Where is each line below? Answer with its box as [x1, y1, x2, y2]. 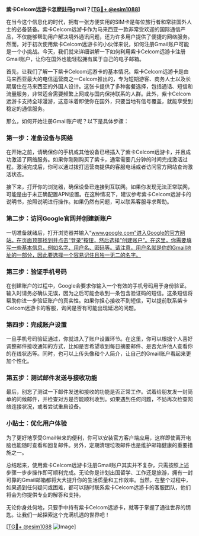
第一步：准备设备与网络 [6, 133, 73, 142]
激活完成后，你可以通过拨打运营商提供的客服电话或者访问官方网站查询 [16, 163, 188, 171]
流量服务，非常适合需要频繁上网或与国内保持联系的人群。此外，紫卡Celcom [6, 90, 191, 97]
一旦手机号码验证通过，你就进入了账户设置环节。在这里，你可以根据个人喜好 [6, 335, 193, 343]
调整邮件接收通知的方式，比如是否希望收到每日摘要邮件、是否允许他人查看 [6, 343, 188, 350]
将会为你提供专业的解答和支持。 [6, 491, 84, 498]
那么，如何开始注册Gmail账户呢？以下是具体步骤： [6, 118, 129, 125]
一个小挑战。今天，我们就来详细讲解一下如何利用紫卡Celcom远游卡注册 [11, 48, 186, 55]
